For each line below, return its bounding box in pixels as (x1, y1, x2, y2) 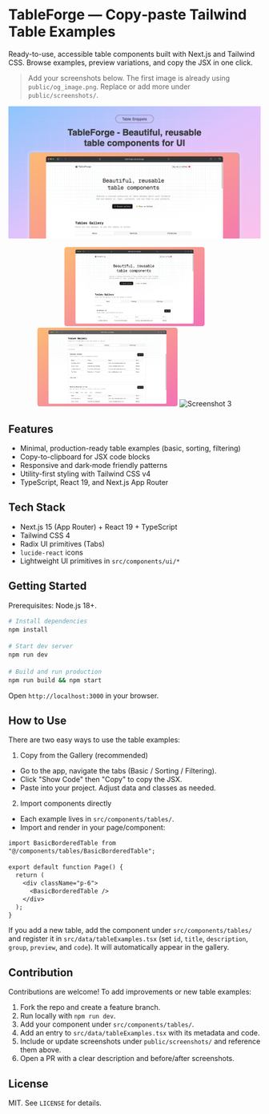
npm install (8, 625, 48, 634)
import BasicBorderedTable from (8, 839, 116, 847)
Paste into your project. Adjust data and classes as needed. (19, 783, 216, 793)
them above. (19, 1045, 62, 1055)
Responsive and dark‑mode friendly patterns (19, 461, 168, 470)
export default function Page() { (8, 863, 124, 871)
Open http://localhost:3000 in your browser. (8, 691, 159, 700)
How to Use (8, 714, 67, 728)
